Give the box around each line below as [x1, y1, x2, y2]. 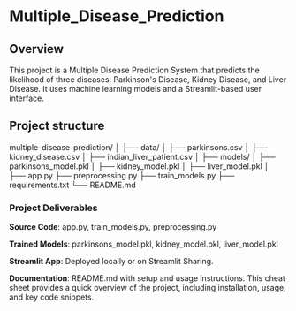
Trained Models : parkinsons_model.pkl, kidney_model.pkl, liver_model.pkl [9, 239, 278, 249]
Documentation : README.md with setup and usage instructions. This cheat [9, 273, 285, 284]
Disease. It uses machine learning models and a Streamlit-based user [9, 84, 262, 94]
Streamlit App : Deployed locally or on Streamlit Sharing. [9, 256, 214, 267]
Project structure [9, 118, 105, 133]
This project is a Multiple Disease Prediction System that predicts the [9, 64, 261, 75]
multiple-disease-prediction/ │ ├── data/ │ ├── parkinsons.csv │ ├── [9, 141, 269, 152]
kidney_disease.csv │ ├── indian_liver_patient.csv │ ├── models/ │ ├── [9, 151, 276, 162]
